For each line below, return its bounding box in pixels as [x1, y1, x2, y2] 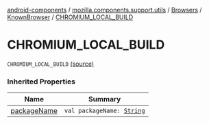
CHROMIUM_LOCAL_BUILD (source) [7, 60, 95, 68]
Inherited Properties [7, 77, 75, 86]
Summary [88, 95, 121, 104]
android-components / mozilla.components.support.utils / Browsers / [7, 6, 202, 14]
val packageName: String [64, 107, 145, 115]
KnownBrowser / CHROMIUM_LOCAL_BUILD [7, 13, 134, 21]
